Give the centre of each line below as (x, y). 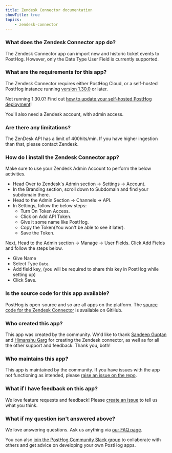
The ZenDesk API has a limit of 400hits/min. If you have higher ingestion (82, 139)
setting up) (24, 274)
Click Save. (25, 280)
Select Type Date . (31, 264)
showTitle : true (23, 15)
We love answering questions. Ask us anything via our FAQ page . (74, 429)
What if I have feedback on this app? (52, 389)
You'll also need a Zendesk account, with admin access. (64, 114)
